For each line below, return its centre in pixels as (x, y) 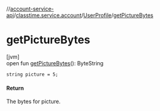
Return (15, 88)
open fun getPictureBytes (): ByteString (55, 63)
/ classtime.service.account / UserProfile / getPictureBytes (84, 15)
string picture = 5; (33, 74)
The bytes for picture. (33, 102)
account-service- (32, 9)
